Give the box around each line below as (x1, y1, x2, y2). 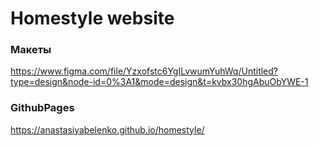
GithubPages (10, 101, 75, 115)
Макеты (10, 43, 52, 57)
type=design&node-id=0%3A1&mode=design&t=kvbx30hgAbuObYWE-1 (10, 76, 309, 88)
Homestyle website (10, 7, 175, 30)
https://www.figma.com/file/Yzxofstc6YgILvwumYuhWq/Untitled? (10, 65, 279, 77)
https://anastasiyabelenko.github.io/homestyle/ (10, 123, 205, 136)
